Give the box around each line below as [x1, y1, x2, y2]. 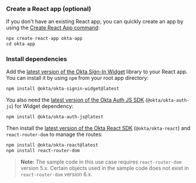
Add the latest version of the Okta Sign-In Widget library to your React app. [6, 68, 188, 75]
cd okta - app [6, 41, 35, 47]
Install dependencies [6, 55, 67, 63]
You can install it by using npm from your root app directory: [6, 74, 148, 82]
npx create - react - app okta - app [6, 36, 83, 42]
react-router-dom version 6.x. [20, 171, 93, 178]
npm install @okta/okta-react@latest [6, 143, 99, 148]
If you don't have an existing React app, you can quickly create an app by [6, 18, 184, 25]
